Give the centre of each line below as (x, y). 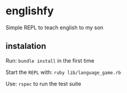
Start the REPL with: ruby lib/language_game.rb (63, 72)
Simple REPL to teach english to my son (55, 27)
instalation (26, 46)
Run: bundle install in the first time (50, 60)
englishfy (30, 11)
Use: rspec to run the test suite (43, 83)
